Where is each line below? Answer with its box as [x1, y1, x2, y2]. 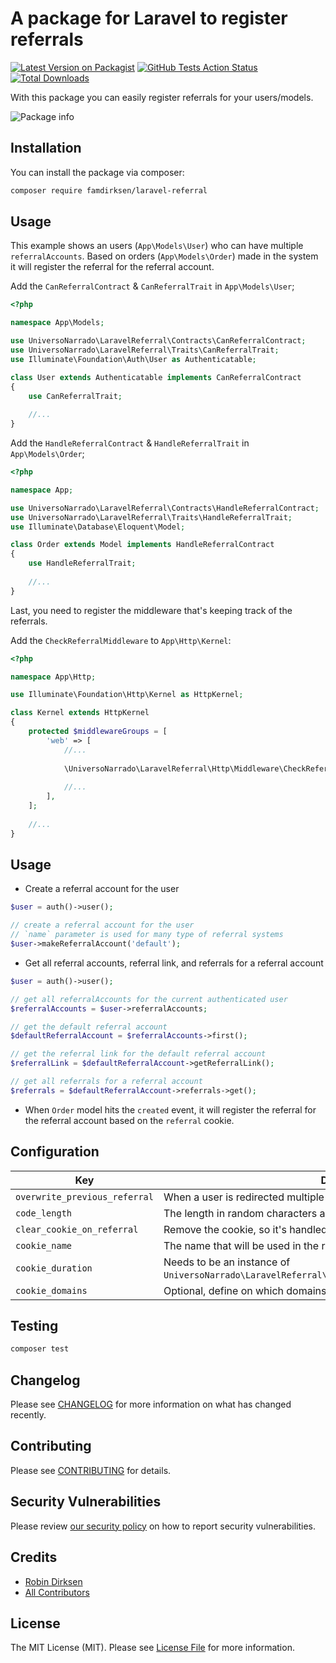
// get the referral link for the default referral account [10, 1049, 267, 1059]
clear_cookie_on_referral [15, 1223, 139, 1235]
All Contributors [24, 1586, 90, 1598]
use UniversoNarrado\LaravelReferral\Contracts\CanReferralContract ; [10, 336, 307, 346]
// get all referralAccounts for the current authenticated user [10, 994, 288, 1004]
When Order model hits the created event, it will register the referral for [24, 1103, 317, 1116]
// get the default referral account [10, 1022, 168, 1032]
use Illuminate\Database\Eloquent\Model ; [10, 522, 186, 532]
